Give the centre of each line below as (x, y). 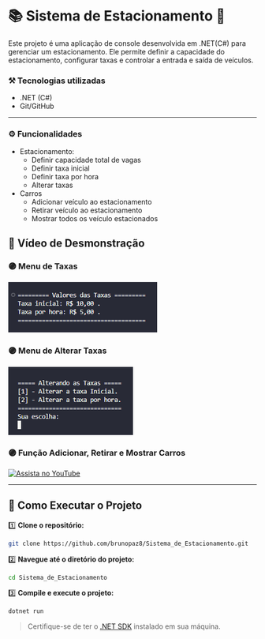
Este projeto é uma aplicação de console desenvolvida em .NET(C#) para (127, 43)
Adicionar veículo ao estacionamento (91, 201)
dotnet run (26, 611)
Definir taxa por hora (65, 176)
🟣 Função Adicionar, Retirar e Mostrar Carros (97, 453)
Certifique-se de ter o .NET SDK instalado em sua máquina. (124, 626)
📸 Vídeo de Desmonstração (77, 243)
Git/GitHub (37, 106)
